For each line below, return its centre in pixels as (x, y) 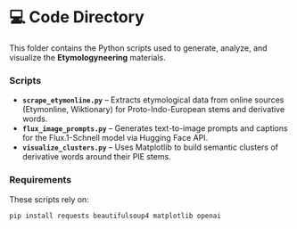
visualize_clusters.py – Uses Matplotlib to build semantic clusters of (150, 147)
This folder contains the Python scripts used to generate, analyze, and (138, 48)
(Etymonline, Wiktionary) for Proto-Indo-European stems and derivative (153, 110)
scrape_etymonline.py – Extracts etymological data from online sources (153, 100)
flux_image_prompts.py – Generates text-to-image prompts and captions (155, 128)
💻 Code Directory (77, 17)
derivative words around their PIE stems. (96, 157)
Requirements (41, 180)
